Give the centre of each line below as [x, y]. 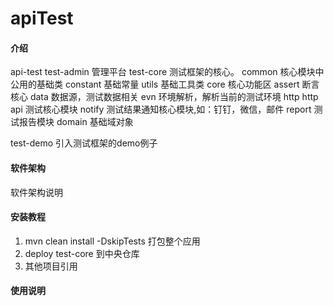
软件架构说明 [36, 192]
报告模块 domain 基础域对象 [76, 122]
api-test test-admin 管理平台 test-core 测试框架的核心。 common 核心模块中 [167, 72]
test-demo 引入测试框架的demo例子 [84, 143]
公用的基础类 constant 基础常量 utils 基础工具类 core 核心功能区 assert [155, 84]
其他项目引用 [51, 266]
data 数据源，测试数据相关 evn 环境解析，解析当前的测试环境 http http [174, 97]
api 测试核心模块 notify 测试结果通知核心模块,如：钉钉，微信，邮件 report [161, 109]
